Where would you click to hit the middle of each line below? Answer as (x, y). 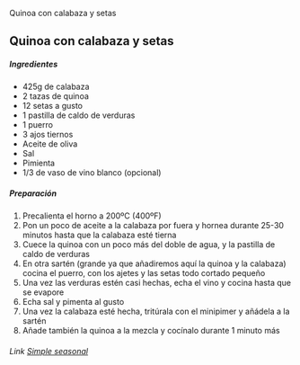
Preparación (33, 193)
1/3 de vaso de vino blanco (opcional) (92, 173)
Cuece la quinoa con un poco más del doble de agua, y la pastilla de (149, 245)
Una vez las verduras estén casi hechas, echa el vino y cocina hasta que (157, 283)
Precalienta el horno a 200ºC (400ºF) (92, 216)
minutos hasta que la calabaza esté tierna (99, 235)
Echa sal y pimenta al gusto (73, 302)
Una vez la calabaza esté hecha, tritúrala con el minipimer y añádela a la (156, 312)
